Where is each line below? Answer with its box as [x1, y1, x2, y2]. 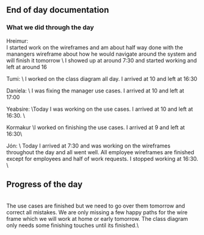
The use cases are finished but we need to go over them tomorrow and [6, 202, 185, 209]
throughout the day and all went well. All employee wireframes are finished [6, 148, 194, 155]
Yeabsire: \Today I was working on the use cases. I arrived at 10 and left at [6, 105, 194, 113]
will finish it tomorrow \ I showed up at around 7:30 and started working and [6, 56, 197, 64]
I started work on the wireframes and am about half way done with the [6, 43, 183, 51]
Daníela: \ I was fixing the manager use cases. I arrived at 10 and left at [6, 87, 184, 94]
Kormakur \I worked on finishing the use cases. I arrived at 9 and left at [6, 124, 185, 131]
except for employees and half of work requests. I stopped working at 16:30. [6, 155, 199, 162]
